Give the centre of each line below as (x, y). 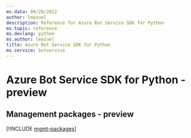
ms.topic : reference (32, 28)
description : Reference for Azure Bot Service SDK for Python (85, 23)
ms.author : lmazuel (30, 39)
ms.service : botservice (36, 51)
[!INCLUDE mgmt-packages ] (41, 128)
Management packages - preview (70, 115)
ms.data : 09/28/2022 (32, 12)
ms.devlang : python (30, 34)
